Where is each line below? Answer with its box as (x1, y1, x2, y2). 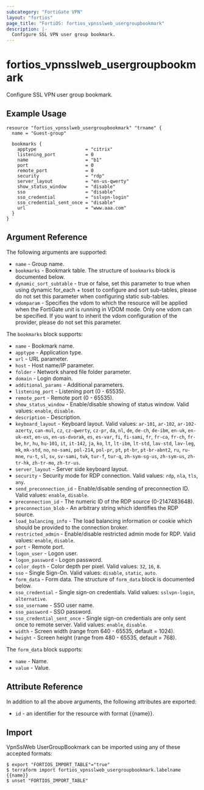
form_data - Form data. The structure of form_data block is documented (15, 575, 195, 583)
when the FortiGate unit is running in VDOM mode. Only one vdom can (15, 306, 192, 313)
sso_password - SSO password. (15, 608, 93, 615)
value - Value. (15, 664, 51, 671)
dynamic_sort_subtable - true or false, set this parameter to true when (15, 279, 191, 287)
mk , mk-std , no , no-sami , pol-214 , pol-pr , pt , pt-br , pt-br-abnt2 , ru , (15, 446, 181, 453)
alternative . (15, 595, 47, 602)
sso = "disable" (17, 189, 116, 195)
